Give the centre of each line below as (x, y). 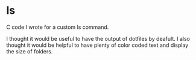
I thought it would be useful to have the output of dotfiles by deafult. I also (98, 38)
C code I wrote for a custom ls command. (58, 27)
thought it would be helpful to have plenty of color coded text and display (97, 45)
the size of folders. (30, 51)
